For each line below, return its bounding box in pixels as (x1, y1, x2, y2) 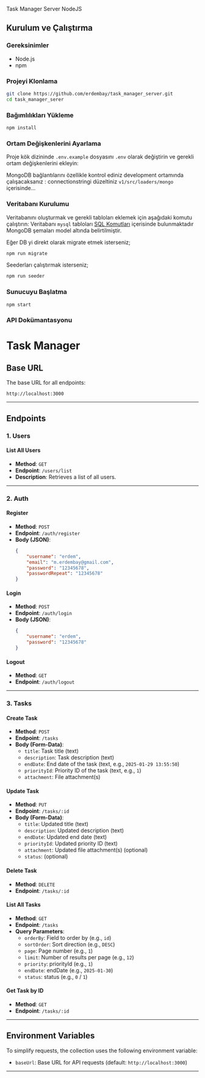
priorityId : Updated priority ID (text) (24, 840, 118, 847)
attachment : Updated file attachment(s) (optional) (24, 846, 148, 854)
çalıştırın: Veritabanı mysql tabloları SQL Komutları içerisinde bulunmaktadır (6, 220, 194, 227)
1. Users (6, 431, 31, 440)
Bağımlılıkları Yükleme (6, 111, 74, 119)
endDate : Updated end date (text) (24, 833, 107, 841)
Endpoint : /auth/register (15, 529, 81, 537)
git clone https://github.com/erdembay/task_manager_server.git (6, 90, 173, 97)
